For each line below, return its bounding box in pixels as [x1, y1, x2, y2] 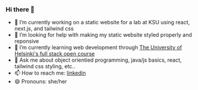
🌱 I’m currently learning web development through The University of [14, 44, 182, 51]
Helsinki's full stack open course [14, 50, 95, 57]
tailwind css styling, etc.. [14, 63, 75, 70]
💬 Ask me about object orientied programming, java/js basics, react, [14, 56, 182, 64]
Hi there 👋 [5, 5, 35, 14]
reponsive [14, 38, 39, 45]
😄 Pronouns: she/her [14, 78, 67, 85]
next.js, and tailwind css [14, 25, 74, 32]
